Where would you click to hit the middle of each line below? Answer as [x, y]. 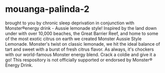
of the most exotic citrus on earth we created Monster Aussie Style [74, 39]
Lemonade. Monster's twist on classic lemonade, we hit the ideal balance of [82, 44]
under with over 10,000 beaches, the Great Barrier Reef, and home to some [82, 33]
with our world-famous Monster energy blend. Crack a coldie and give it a [81, 54]
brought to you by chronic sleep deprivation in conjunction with [70, 23]
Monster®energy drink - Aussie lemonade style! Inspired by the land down [81, 28]
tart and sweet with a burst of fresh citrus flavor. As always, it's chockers [80, 49]
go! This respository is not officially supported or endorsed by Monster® [79, 60]
